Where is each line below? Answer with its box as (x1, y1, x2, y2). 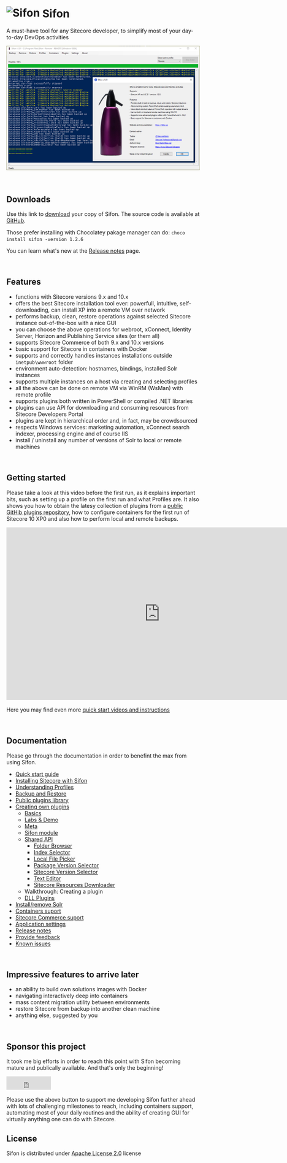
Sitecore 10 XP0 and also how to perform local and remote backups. (6, 515, 179, 522)
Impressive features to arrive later (6, 969, 139, 980)
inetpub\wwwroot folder (15, 358, 74, 366)
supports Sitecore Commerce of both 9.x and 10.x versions (15, 339, 164, 346)
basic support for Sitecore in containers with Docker (15, 345, 148, 353)
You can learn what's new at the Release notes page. (6, 247, 141, 255)
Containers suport (15, 907, 61, 915)
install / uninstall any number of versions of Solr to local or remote (15, 436, 182, 443)
